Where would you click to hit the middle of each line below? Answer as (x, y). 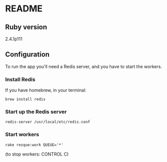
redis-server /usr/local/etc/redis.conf (48, 122)
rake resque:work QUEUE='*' (34, 145)
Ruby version (26, 27)
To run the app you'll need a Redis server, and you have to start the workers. (83, 66)
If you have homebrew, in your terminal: (46, 90)
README (24, 9)
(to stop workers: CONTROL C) (37, 154)
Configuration (27, 54)
